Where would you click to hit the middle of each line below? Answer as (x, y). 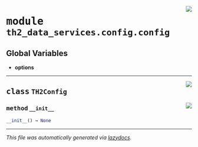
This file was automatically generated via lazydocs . (69, 137)
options (24, 67)
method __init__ (30, 108)
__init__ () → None (29, 120)
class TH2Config (37, 92)
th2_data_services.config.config (88, 33)
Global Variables (37, 53)
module (25, 21)
